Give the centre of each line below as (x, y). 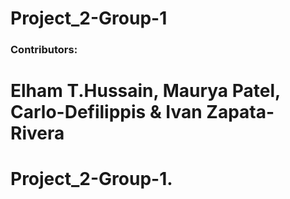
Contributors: (44, 50)
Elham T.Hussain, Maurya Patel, (145, 91)
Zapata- (240, 112)
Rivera (37, 133)
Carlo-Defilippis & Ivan (106, 112)
